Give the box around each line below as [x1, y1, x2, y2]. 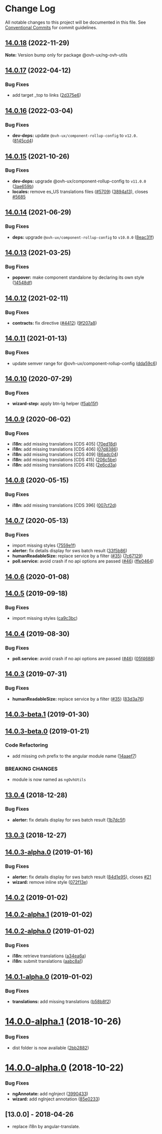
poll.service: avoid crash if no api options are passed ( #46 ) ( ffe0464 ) [12, 558, 154, 564]
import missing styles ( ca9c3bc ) [12, 615, 78, 621]
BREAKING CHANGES [5, 765, 58, 772]
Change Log [5, 3, 55, 14]
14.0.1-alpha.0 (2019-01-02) [5, 973, 93, 981]
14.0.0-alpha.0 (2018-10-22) [5, 1062, 124, 1073]
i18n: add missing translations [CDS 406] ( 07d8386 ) [12, 446, 118, 452]
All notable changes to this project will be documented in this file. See [5, 19, 146, 25]
